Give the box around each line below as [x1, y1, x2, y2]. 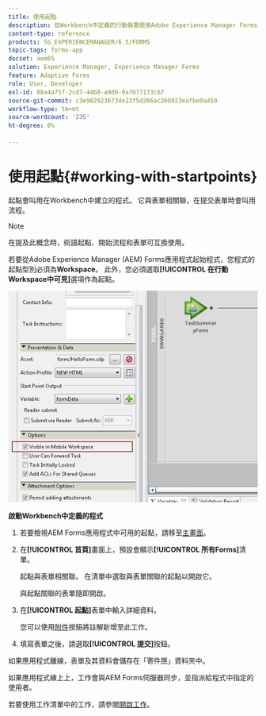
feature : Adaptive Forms [8, 71, 90, 79]
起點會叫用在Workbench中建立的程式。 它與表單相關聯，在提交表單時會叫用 [8, 195, 256, 205]
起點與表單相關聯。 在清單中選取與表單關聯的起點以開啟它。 [19, 572, 216, 581]
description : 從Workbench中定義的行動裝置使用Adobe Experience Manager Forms [8, 21, 258, 29]
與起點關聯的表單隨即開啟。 [19, 588, 111, 599]
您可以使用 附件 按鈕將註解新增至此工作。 [19, 622, 152, 632]
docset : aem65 [8, 55, 55, 63]
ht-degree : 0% [8, 121, 55, 130]
